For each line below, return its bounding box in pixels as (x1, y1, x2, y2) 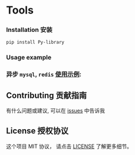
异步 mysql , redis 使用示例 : (6, 70, 81, 78)
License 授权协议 (6, 126, 69, 136)
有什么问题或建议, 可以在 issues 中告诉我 (6, 107, 105, 114)
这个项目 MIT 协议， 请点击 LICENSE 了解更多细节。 (6, 143, 133, 150)
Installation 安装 (6, 26, 53, 34)
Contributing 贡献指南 (6, 90, 87, 100)
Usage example (6, 54, 52, 62)
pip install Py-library (6, 39, 65, 45)
